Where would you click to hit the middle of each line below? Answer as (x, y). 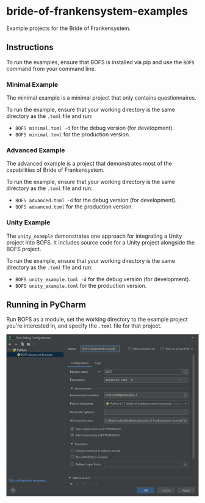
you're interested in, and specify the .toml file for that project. (84, 326)
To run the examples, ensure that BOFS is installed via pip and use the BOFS (100, 62)
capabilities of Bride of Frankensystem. (56, 170)
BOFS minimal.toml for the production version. (73, 134)
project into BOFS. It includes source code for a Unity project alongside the (101, 242)
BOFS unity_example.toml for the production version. (81, 285)
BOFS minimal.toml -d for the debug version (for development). (95, 128)
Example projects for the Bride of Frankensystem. (69, 28)
